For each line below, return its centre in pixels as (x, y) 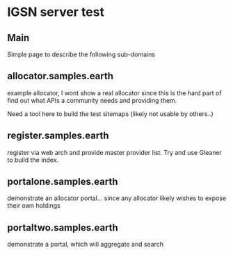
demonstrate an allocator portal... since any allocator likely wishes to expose (117, 198)
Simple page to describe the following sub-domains (81, 54)
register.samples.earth (58, 136)
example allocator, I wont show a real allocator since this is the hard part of (114, 93)
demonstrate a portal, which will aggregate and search (86, 245)
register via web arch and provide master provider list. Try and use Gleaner (115, 152)
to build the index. (33, 160)
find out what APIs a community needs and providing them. (92, 100)
